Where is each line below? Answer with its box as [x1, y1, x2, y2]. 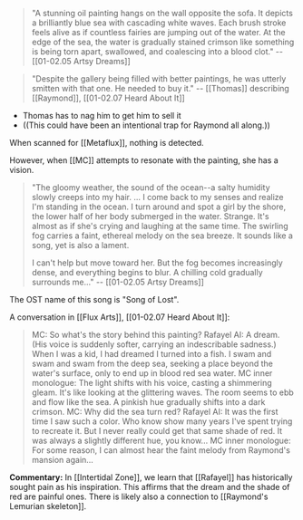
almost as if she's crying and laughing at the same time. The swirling [31, 221, 288, 231]
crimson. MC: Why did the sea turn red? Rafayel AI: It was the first [31, 407, 279, 417]
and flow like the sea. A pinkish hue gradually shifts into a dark [31, 397, 266, 407]
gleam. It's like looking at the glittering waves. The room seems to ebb [31, 387, 295, 398]
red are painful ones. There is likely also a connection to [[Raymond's [9, 491, 269, 502]
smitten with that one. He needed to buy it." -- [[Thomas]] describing [31, 83, 290, 93]
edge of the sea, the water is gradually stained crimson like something [31, 36, 295, 47]
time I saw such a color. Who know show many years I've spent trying [31, 416, 293, 427]
